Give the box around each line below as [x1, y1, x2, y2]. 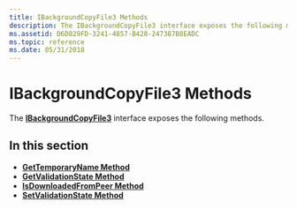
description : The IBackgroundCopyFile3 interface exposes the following [9, 21, 283, 30]
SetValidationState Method [21, 190, 124, 200]
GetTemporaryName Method [21, 161, 130, 172]
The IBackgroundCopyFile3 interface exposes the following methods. [9, 113, 265, 123]
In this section [9, 138, 89, 153]
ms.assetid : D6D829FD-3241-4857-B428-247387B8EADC [9, 29, 200, 38]
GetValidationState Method [21, 171, 126, 182]
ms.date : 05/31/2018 [9, 46, 86, 55]
